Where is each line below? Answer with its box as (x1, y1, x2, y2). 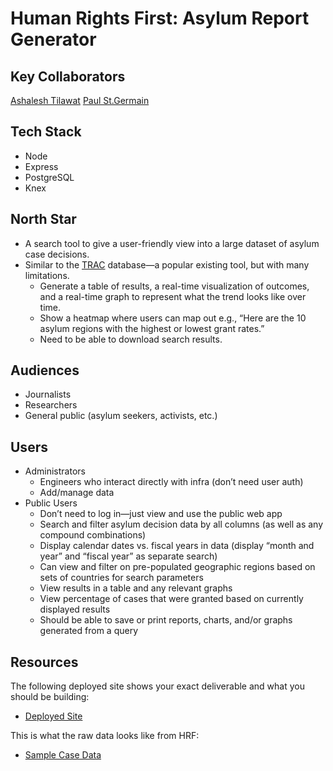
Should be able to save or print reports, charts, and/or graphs (39, 614, 293, 626)
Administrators (24, 465, 86, 477)
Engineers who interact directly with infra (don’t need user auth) (39, 476, 304, 488)
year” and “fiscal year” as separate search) (39, 550, 218, 562)
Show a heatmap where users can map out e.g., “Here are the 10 (39, 312, 307, 324)
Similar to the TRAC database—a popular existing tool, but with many (24, 258, 310, 271)
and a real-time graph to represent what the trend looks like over (39, 290, 307, 302)
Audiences (10, 362, 80, 379)
